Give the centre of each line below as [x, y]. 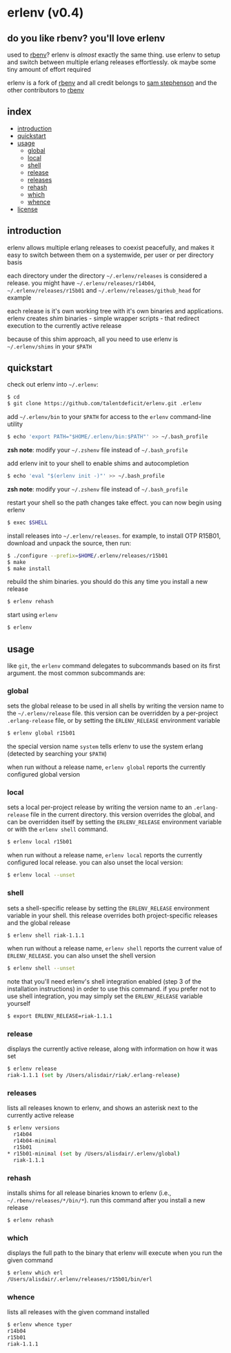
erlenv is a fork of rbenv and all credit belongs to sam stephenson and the [112, 83]
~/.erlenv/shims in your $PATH [50, 346]
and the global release [39, 922]
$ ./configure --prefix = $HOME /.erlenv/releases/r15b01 [88, 556]
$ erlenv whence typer [40, 1325]
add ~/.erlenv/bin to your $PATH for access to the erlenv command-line [109, 417]
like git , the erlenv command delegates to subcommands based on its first [114, 665]
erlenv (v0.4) [46, 13]
